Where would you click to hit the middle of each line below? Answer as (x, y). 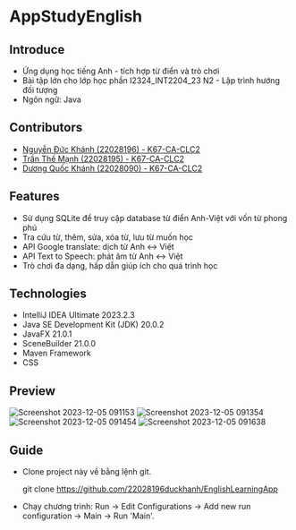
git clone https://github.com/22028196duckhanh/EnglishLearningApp (150, 489)
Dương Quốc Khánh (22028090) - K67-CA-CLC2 (112, 168)
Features (34, 197)
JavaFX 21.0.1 (47, 334)
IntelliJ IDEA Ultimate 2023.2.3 (79, 315)
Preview (33, 391)
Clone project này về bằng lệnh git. (87, 472)
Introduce (37, 50)
